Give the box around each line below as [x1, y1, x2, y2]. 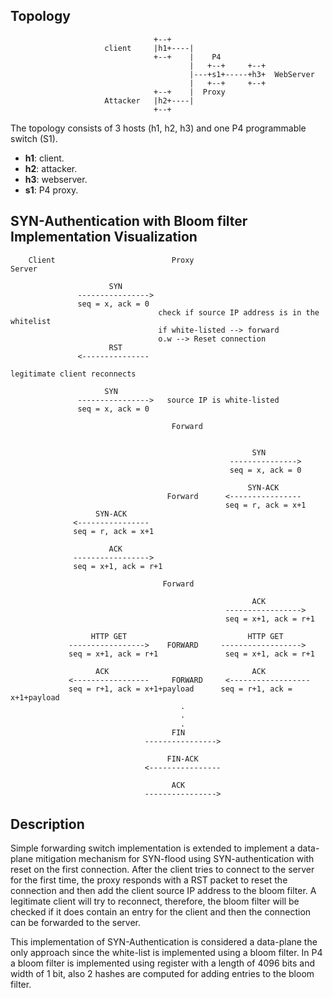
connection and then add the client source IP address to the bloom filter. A [10, 885, 317, 897]
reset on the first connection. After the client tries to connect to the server [10, 864, 315, 876]
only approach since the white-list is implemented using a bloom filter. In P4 [10, 947, 323, 959]
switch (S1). [10, 132, 58, 144]
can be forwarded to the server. [10, 917, 141, 929]
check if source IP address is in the [158, 307, 320, 318]
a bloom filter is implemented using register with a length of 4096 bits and [10, 957, 316, 969]
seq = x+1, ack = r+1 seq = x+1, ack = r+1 [68, 649, 315, 659]
